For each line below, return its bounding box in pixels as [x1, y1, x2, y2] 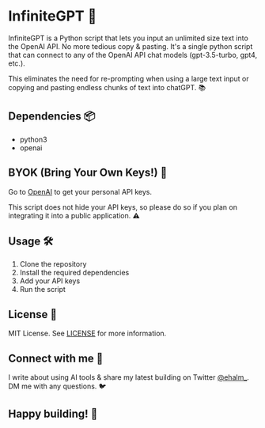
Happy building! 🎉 [8, 407, 98, 421]
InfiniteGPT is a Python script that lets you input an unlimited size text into [8, 33, 249, 43]
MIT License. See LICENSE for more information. [8, 328, 167, 339]
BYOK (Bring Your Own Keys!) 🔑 [8, 166, 168, 180]
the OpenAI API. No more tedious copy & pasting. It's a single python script [8, 41, 253, 51]
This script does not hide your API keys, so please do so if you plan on [8, 202, 237, 212]
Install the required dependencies [19, 268, 130, 278]
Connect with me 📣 [8, 351, 104, 365]
